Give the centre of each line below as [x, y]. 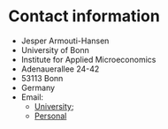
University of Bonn [55, 49]
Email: [32, 97]
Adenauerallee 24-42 [60, 69]
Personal [50, 116]
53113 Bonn [42, 78]
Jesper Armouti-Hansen [65, 41]
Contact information [84, 16]
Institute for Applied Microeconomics [88, 59]
